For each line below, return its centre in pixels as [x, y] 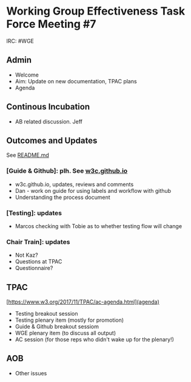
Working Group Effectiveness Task [96, 11]
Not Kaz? [26, 255]
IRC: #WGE [20, 41]
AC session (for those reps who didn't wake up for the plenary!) [95, 339]
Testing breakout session [46, 314]
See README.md [28, 155]
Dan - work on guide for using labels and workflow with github [93, 190]
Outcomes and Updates [52, 140]
